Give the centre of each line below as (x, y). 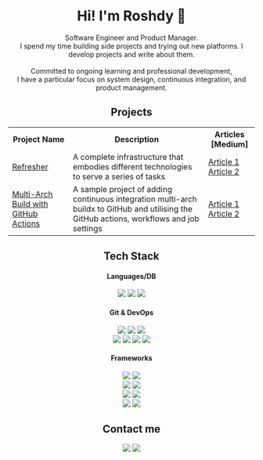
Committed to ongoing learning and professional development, (131, 71)
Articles (229, 134)
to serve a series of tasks (119, 176)
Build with (30, 204)
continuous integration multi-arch (135, 199)
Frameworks (131, 358)
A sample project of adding (122, 189)
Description (137, 139)
